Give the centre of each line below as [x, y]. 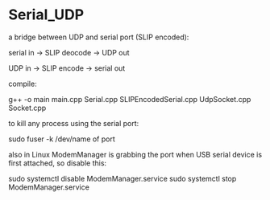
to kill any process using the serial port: [74, 123]
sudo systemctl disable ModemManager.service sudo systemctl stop [123, 178]
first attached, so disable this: [58, 163]
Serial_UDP [46, 15]
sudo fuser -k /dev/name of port [62, 139]
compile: [23, 84]
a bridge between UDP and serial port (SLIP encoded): [99, 37]
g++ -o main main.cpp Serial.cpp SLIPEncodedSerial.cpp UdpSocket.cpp [130, 99]
